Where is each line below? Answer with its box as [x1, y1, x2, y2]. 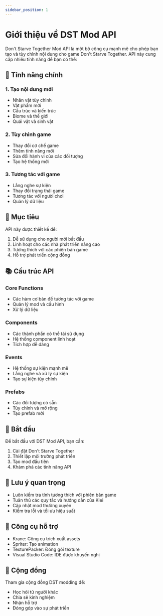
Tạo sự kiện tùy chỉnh [12, 376, 57, 382]
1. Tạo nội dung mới [5, 86, 53, 93]
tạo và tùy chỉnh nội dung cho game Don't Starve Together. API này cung [5, 51, 156, 57]
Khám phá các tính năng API [12, 464, 71, 470]
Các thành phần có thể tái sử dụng [12, 331, 84, 337]
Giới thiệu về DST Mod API [5, 29, 116, 40]
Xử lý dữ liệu [12, 306, 39, 313]
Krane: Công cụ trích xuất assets [12, 535, 80, 542]
